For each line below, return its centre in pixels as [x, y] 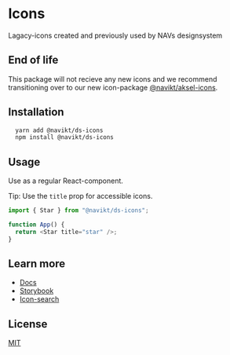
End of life [33, 60]
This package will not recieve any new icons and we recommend [113, 79]
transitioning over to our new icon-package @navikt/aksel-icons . [113, 87]
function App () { [37, 225]
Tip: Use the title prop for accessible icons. [80, 196]
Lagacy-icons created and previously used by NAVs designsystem [115, 35]
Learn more [37, 264]
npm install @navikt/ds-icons [64, 137]
